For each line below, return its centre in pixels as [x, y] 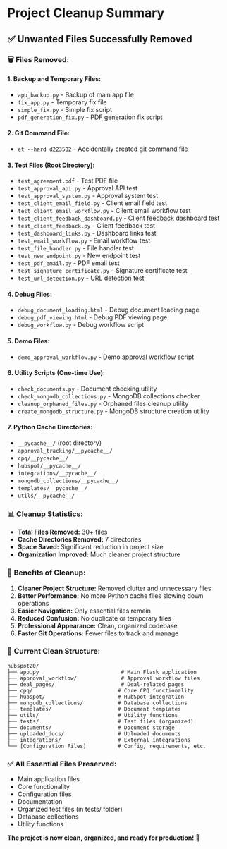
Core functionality [44, 787]
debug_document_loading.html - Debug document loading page [108, 310]
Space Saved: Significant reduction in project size [90, 547]
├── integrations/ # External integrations [99, 740]
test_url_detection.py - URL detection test [81, 278]
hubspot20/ [23, 666]
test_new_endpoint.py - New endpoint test [79, 256]
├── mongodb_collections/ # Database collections [98, 703]
